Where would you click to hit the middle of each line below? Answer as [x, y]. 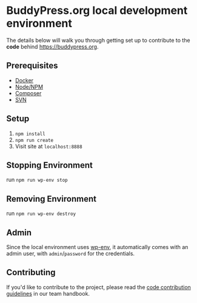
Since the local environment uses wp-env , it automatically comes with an [97, 247]
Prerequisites [32, 66]
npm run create [34, 140]
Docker [24, 80]
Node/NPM [29, 87]
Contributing [31, 272]
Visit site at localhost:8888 [49, 146]
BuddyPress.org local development [97, 11]
